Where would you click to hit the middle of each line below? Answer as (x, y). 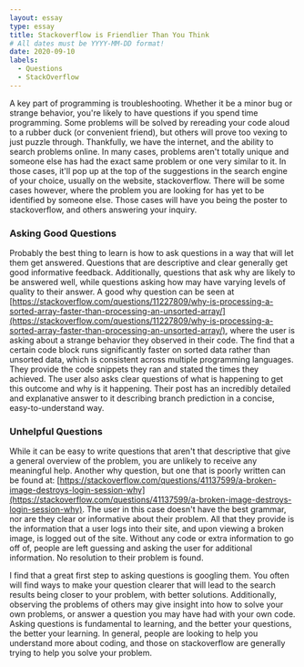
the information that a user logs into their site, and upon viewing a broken (147, 528)
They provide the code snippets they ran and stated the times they (134, 369)
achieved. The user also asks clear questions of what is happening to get (147, 379)
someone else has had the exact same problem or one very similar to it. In (148, 161)
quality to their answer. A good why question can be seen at (122, 292)
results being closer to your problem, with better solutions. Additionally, (143, 595)
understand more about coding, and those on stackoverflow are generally (147, 643)
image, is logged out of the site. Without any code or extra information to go (152, 539)
